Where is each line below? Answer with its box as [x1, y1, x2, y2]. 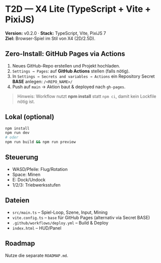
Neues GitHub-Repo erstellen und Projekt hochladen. [12, 63, 121, 68]
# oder [5, 135, 19, 140]
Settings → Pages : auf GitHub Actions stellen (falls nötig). [12, 68, 130, 74]
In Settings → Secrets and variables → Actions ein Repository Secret [12, 73, 155, 79]
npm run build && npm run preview [5, 139, 76, 145]
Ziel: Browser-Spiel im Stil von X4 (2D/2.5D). [5, 35, 96, 41]
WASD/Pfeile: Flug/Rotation [12, 166, 68, 172]
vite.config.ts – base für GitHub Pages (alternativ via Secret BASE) [12, 214, 150, 220]
